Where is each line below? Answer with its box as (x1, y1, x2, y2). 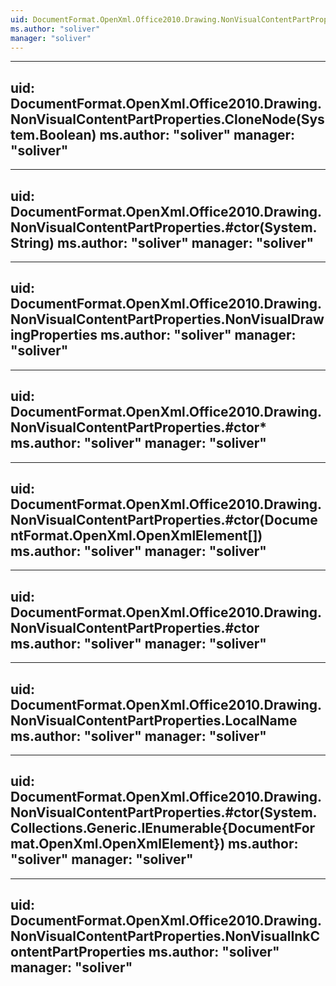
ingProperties (10, 327, 98, 344)
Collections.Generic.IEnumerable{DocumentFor (10, 820, 316, 837)
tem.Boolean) (10, 126, 97, 143)
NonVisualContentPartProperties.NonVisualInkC (10, 928, 321, 945)
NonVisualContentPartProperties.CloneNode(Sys (10, 111, 325, 128)
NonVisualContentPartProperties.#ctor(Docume (10, 512, 318, 529)
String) (10, 234, 55, 251)
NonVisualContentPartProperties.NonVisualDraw (10, 311, 325, 328)
